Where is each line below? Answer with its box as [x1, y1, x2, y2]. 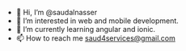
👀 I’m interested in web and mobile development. [15, 16, 180, 25]
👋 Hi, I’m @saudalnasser [15, 8, 98, 17]
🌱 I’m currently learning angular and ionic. [15, 25, 156, 33]
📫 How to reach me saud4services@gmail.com [15, 33, 176, 43]
